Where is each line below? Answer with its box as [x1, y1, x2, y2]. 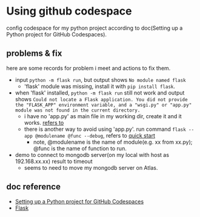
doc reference [6, 182, 61, 192]
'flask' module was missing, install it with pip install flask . [24, 82, 176, 90]
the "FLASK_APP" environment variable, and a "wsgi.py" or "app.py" [15, 102, 192, 108]
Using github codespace [6, 4, 132, 18]
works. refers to [24, 119, 64, 126]
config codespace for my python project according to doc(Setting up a [6, 24, 183, 32]
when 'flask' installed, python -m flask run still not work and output [15, 89, 185, 96]
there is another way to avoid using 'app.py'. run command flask [24, 125, 186, 133]
